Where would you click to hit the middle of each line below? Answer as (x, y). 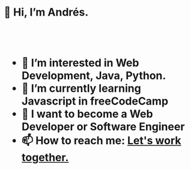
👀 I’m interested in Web (80, 63)
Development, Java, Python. (94, 76)
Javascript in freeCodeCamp (95, 101)
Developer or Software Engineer (103, 127)
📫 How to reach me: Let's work (102, 141)
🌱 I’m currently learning (81, 89)
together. (45, 158)
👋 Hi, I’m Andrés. (46, 12)
